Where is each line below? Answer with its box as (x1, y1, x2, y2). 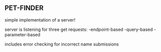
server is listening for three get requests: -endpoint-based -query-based (4, 26, 153, 32)
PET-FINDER (4, 4, 44, 12)
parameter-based (4, 31, 41, 37)
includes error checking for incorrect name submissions (4, 41, 119, 47)
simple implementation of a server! (4, 17, 76, 23)
